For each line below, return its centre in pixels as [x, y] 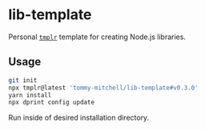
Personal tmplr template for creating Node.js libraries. [97, 37]
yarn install [30, 95]
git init [23, 80]
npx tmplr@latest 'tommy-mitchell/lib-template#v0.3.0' [103, 88]
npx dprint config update [51, 102]
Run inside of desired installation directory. [79, 118]
